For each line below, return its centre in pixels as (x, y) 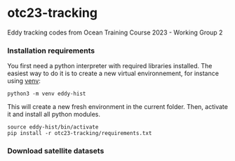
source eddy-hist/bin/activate (53, 127)
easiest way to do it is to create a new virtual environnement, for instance (113, 73)
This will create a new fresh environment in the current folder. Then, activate (117, 107)
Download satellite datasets (56, 151)
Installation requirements (51, 51)
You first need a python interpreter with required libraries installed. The (110, 66)
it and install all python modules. (54, 115)
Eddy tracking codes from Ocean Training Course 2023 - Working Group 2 (115, 32)
